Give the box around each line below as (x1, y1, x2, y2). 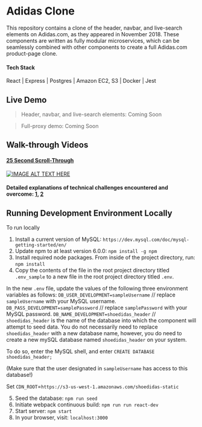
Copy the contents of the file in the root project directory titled (14, 266, 170, 274)
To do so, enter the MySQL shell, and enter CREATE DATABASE (6, 347, 155, 355)
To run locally (6, 223, 40, 231)
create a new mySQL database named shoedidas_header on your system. (6, 336, 187, 343)
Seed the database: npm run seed (14, 394, 98, 402)
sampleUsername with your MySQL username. (6, 297, 116, 304)
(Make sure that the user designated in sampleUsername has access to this (6, 364, 188, 372)
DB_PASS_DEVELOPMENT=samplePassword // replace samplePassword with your (6, 304, 188, 311)
